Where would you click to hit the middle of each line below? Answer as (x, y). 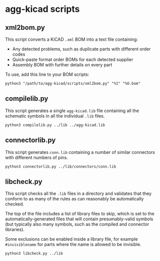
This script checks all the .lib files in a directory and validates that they (79, 194)
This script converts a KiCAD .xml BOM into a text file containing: (72, 39)
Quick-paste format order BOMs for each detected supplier (73, 60)
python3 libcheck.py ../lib (34, 254)
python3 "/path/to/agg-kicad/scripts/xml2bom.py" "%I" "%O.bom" (73, 83)
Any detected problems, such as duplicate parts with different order (81, 49)
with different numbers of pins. (37, 157)
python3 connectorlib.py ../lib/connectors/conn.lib (61, 166)
